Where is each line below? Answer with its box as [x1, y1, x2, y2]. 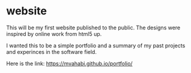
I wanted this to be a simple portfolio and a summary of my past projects [6, 42, 186, 49]
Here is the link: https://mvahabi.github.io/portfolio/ [6, 60, 133, 67]
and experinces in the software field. [6, 48, 97, 55]
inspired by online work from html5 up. [6, 30, 102, 37]
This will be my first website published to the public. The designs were [6, 24, 181, 31]
